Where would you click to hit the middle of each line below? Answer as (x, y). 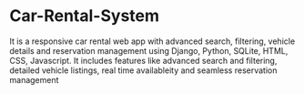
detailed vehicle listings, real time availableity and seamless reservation (143, 70)
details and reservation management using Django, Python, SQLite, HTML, (149, 50)
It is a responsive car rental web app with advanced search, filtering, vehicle (152, 41)
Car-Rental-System (85, 16)
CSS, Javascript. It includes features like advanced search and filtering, (143, 60)
